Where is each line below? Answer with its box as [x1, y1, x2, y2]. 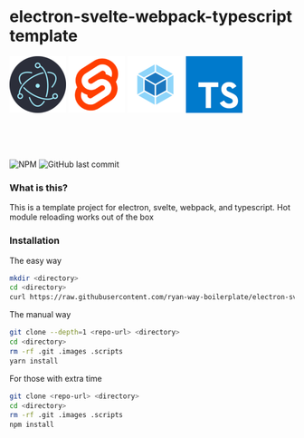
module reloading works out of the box [9, 211, 154, 223]
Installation [9, 234, 61, 247]
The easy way [9, 255, 62, 266]
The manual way [9, 309, 71, 320]
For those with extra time [9, 373, 102, 384]
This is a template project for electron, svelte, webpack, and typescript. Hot [9, 202, 291, 213]
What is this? [9, 181, 68, 194]
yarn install [9, 356, 59, 365]
